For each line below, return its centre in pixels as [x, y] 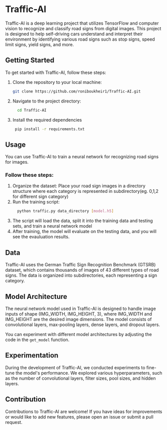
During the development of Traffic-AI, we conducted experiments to [75, 367]
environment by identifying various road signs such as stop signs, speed [80, 39]
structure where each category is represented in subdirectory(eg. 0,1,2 [86, 191]
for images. [17, 162]
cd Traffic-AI [32, 110]
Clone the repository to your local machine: [57, 82]
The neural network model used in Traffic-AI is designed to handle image [81, 308]
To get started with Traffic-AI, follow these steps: [56, 72]
